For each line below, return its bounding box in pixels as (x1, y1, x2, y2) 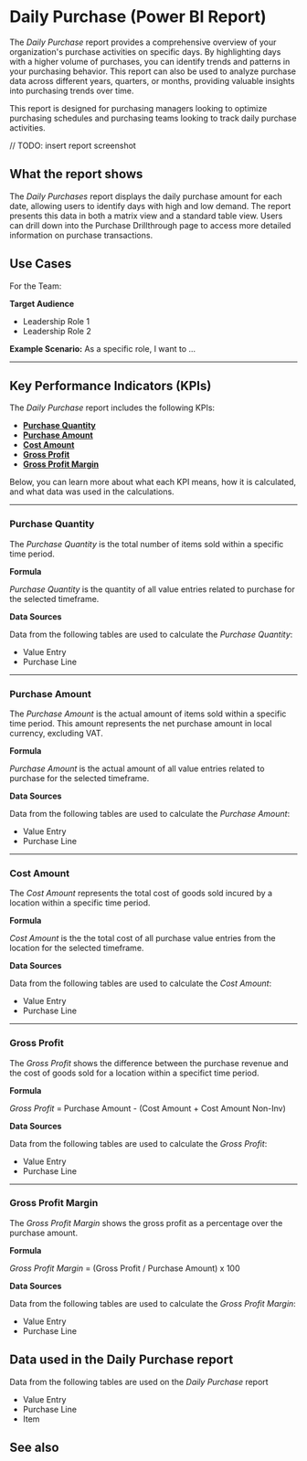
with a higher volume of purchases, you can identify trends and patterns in (9, 56, 291, 67)
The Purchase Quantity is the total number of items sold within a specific (9, 538, 284, 549)
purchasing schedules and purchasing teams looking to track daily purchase (9, 112, 297, 123)
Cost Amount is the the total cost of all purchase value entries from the (9, 933, 276, 944)
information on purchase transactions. (9, 229, 153, 240)
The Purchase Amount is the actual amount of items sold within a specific (9, 708, 287, 719)
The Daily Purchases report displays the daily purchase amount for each (9, 190, 282, 202)
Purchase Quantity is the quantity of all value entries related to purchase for (9, 583, 295, 595)
